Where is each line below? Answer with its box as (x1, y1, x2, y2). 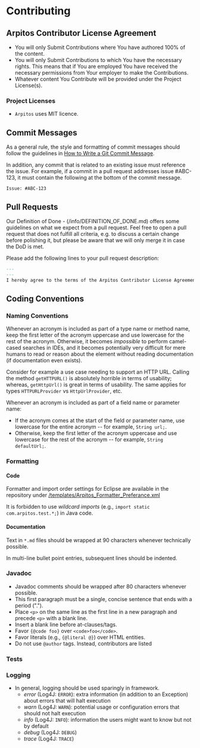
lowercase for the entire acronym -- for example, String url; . (14, 423, 167, 430)
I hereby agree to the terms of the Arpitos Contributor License (6, 277, 171, 283)
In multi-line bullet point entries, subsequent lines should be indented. (6, 554, 177, 562)
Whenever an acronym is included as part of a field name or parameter (6, 399, 180, 407)
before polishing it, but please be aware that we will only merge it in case (6, 236, 185, 244)
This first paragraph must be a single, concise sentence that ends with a (14, 595, 192, 602)
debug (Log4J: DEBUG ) (23, 729, 77, 736)
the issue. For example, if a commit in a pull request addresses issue (6, 168, 174, 175)
